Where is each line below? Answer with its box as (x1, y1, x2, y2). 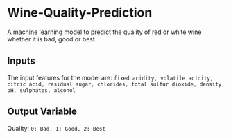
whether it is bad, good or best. (7, 35, 97, 43)
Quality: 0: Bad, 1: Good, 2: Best (7, 124, 106, 132)
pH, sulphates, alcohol (7, 86, 76, 94)
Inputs (7, 55, 36, 67)
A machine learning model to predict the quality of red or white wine (7, 28, 202, 36)
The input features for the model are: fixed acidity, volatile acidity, (7, 73, 214, 82)
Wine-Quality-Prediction (7, 5, 153, 21)
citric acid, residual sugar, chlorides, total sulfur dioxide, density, (7, 81, 225, 88)
